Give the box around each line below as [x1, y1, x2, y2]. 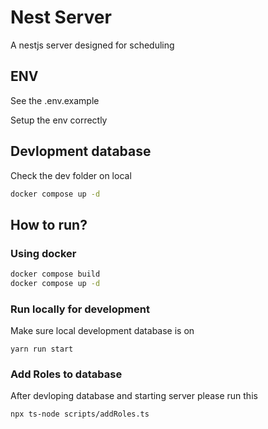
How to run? [10, 216, 88, 233]
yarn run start [10, 344, 74, 355]
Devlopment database [10, 143, 152, 160]
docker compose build [10, 269, 101, 280]
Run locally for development [10, 302, 150, 316]
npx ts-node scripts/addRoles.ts [10, 409, 150, 420]
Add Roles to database [10, 367, 123, 381]
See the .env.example [10, 94, 100, 106]
